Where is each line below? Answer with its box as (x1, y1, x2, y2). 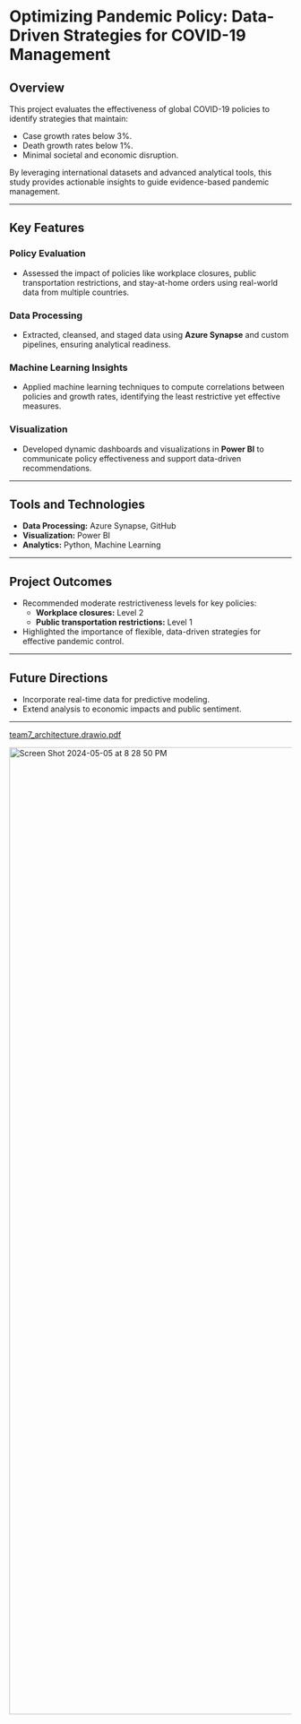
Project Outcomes (9, 573, 113, 589)
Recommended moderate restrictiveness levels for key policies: (21, 598, 257, 608)
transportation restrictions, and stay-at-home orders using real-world (21, 277, 279, 288)
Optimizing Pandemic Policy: (9, 6, 228, 27)
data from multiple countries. (21, 287, 130, 297)
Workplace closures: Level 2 (35, 608, 144, 618)
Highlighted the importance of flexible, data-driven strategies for (21, 626, 262, 637)
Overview (9, 80, 65, 95)
